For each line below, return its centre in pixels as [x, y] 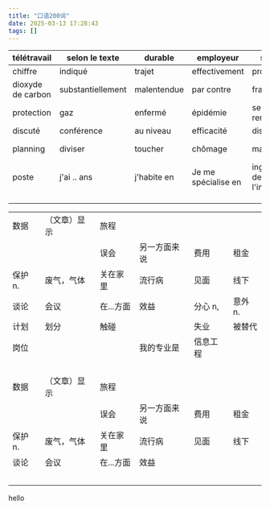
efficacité [209, 131]
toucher [149, 149]
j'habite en [154, 177]
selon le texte [93, 58]
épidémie [209, 113]
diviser [72, 149]
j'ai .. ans [76, 177]
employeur [218, 58]
